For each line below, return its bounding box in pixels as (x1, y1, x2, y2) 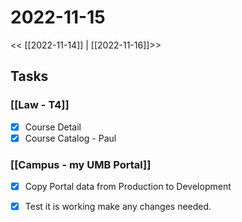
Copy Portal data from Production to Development (24, 181, 232, 193)
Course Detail (24, 121, 82, 133)
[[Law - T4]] (10, 98, 70, 112)
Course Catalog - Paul (24, 132, 117, 144)
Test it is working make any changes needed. (24, 201, 212, 213)
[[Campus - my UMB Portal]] (10, 157, 152, 171)
